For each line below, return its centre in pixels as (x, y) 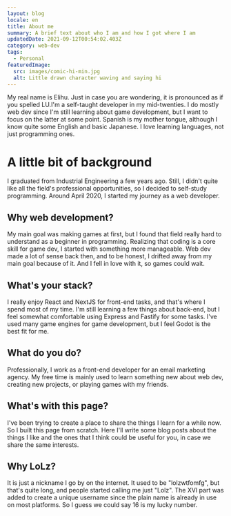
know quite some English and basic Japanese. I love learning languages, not (115, 127)
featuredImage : (29, 65)
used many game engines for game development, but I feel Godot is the (109, 324)
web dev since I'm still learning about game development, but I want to (108, 112)
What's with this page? (58, 406)
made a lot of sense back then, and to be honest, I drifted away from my (110, 256)
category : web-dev (33, 46)
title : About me (30, 26)
